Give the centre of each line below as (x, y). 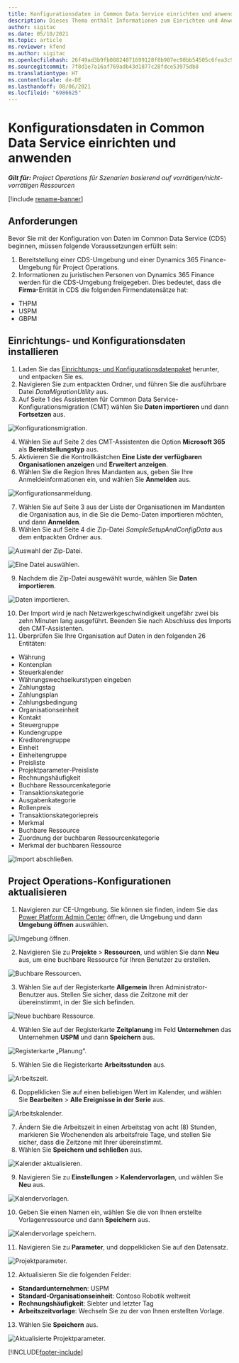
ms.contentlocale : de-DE (45, 80)
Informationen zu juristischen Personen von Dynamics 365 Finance (116, 274)
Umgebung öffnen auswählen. (63, 924)
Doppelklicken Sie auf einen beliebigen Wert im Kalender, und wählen (120, 1092)
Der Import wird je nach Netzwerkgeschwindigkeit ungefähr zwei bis (118, 613)
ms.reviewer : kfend (37, 47)
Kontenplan (35, 664)
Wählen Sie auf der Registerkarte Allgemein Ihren (91, 987)
